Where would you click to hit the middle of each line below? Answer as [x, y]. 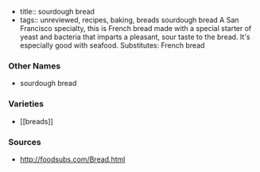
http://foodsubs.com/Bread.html [72, 159]
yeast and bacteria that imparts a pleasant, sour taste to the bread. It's [135, 37]
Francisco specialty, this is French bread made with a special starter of [136, 28]
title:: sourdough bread [57, 12]
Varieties [26, 104]
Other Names [35, 65]
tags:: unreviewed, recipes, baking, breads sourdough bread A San [129, 20]
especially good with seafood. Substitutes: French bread [112, 45]
